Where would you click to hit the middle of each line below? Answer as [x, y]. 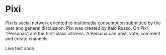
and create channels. [27, 39]
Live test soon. [20, 48]
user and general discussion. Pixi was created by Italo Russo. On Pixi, [77, 28]
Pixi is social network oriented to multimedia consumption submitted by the [83, 23]
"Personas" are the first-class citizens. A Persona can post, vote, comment [83, 33]
